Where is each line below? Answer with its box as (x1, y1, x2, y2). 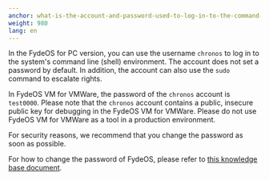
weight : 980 (8, 19, 48, 27)
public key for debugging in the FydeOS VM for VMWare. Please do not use (8, 106, 257, 116)
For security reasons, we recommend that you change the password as (8, 130, 243, 140)
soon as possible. (8, 139, 66, 149)
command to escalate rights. (8, 74, 102, 84)
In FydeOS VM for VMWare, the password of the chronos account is (8, 90, 231, 99)
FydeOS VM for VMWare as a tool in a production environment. (8, 115, 216, 125)
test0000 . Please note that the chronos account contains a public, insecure (8, 98, 254, 108)
